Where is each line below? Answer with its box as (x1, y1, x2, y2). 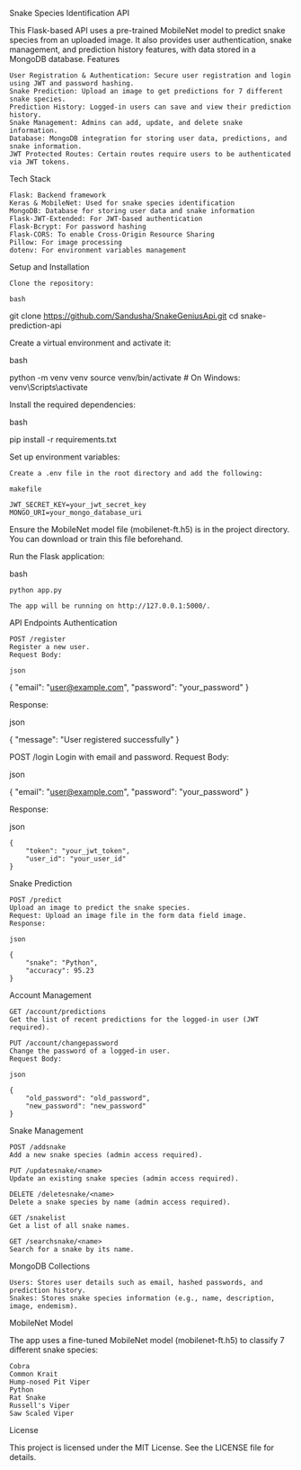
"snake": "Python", (25, 958, 99, 967)
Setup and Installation (9, 262, 90, 272)
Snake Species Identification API (9, 8, 130, 18)
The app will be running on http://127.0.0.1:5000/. (9, 601, 211, 610)
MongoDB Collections (9, 1261, 91, 1271)
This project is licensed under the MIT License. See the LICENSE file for (9, 1442, 275, 1453)
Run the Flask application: (9, 551, 105, 561)
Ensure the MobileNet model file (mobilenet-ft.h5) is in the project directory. (9, 524, 290, 534)
